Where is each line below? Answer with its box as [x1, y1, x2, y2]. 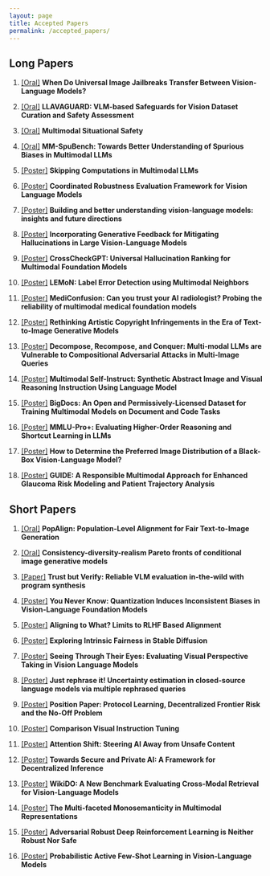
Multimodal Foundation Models [20, 262, 128, 272]
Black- [239, 447, 261, 456]
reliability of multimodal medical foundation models [20, 302, 198, 312]
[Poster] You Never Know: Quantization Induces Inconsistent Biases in [20, 596, 260, 605]
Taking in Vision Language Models [20, 660, 139, 669]
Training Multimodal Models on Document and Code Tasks [20, 407, 221, 416]
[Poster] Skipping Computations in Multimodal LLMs [20, 166, 199, 175]
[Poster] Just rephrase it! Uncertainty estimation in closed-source [20, 676, 246, 685]
